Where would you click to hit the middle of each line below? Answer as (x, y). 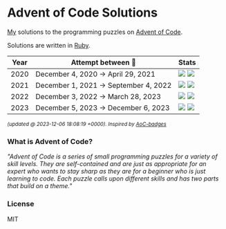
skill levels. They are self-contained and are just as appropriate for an (107, 164)
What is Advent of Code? (50, 141)
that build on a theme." (40, 186)
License (21, 204)
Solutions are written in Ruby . (49, 45)
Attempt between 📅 (104, 62)
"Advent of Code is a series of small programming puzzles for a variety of (112, 156)
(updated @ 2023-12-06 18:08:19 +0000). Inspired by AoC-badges (87, 124)
